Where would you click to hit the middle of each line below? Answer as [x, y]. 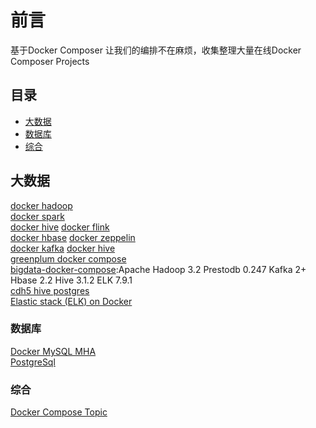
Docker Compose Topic [59, 412]
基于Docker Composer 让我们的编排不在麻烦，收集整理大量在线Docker [156, 50]
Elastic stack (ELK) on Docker [71, 301]
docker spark [37, 216]
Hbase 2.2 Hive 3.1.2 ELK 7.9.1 [71, 280]
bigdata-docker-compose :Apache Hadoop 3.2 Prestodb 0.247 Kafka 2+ [158, 269]
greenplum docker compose [68, 258]
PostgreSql [33, 362]
